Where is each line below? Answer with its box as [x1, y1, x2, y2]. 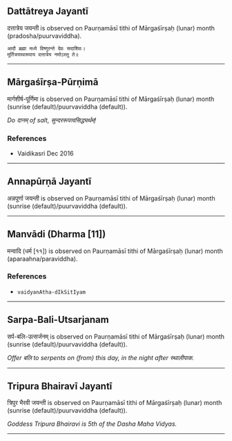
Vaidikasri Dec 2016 [17, 149, 74, 158]
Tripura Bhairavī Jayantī [7, 380, 113, 393]
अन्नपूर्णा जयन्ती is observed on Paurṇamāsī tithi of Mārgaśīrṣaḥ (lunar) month [7, 194, 215, 203]
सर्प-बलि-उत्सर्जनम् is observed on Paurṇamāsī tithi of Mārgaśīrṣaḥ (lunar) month [7, 332, 225, 341]
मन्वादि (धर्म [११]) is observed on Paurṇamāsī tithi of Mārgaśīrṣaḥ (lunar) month [7, 247, 223, 255]
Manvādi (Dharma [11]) [7, 228, 106, 241]
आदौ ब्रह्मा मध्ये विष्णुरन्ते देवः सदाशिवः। [7, 45, 86, 52]
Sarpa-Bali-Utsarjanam [7, 314, 109, 326]
